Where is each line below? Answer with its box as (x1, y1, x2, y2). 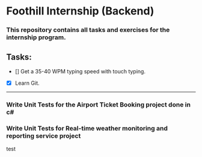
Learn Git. (14, 79, 40, 87)
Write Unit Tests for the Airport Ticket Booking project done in (6, 100, 191, 109)
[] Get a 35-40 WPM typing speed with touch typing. (14, 67, 146, 75)
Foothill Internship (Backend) (6, 4, 155, 18)
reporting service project (6, 131, 81, 140)
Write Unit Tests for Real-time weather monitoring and (6, 124, 168, 132)
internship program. (6, 33, 66, 42)
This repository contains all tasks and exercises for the (6, 26, 170, 34)
